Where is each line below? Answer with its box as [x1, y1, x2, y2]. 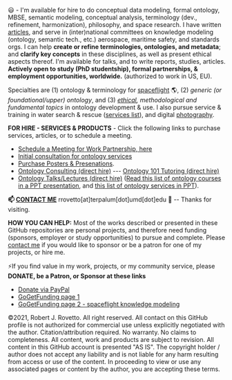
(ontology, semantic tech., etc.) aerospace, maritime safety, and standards [8, 35, 220, 44]
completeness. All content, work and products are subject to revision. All [8, 336, 215, 343]
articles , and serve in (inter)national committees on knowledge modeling [8, 28, 213, 36]
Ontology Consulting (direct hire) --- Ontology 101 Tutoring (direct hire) [17, 167, 220, 175]
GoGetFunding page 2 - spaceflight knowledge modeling [17, 300, 180, 308]
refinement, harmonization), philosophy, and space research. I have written [8, 21, 222, 28]
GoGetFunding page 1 [17, 293, 80, 300]
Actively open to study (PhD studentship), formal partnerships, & [8, 65, 199, 73]
